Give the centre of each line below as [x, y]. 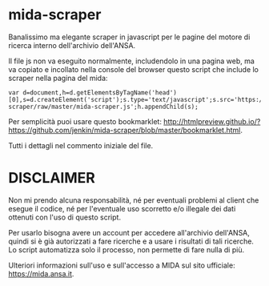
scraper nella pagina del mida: [58, 78]
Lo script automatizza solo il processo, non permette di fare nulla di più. [126, 249]
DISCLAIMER [52, 178]
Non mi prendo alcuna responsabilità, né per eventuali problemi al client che [134, 200]
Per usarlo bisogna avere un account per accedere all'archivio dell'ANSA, [129, 232]
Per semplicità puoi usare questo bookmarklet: [85, 121]
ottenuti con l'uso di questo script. [65, 217]
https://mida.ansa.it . [41, 273]
